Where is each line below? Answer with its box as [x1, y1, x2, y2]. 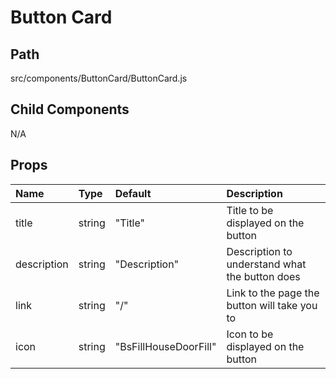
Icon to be [226, 327, 274, 341]
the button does [226, 269, 301, 283]
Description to [226, 244, 293, 258]
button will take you [226, 298, 318, 312]
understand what [226, 257, 307, 271]
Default [114, 186, 152, 200]
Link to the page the [226, 286, 320, 300]
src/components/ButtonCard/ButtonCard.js [10, 72, 188, 84]
